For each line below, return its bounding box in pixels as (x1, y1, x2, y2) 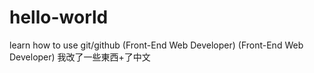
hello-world (9, 6, 109, 29)
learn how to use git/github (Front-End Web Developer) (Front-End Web (9, 39, 304, 51)
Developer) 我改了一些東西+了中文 (9, 51, 151, 63)
